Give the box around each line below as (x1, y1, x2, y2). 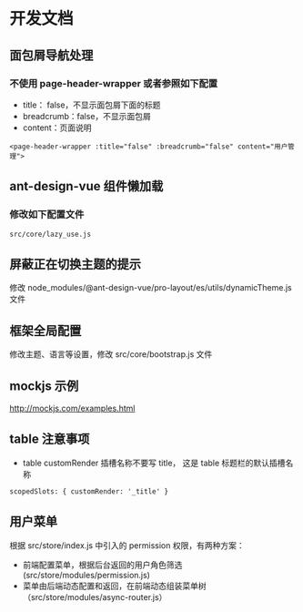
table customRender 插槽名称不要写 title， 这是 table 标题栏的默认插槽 (22, 457, 286, 468)
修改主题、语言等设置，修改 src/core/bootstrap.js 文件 (9, 349, 213, 360)
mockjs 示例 (9, 378, 79, 393)
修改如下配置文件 (9, 209, 85, 221)
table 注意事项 (9, 432, 90, 447)
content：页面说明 (22, 122, 92, 133)
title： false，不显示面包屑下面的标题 (22, 99, 161, 110)
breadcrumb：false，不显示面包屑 (22, 110, 152, 121)
